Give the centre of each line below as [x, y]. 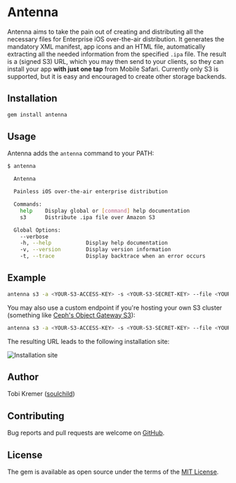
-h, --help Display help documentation [94, 243]
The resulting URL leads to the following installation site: [88, 341]
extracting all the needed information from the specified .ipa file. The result [117, 54]
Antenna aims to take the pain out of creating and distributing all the [105, 32]
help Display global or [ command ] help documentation [105, 211]
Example [27, 278]
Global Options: [37, 230]
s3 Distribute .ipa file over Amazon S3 [88, 217]
